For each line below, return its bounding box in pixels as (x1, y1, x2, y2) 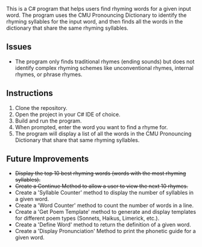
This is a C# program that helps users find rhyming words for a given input (6, 5, 191, 12)
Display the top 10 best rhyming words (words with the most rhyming (14, 170, 186, 177)
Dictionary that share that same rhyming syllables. (14, 136, 140, 144)
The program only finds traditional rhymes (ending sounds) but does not (14, 57, 195, 65)
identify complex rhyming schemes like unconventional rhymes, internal (14, 64, 194, 71)
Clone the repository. (14, 104, 68, 111)
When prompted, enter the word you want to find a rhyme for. (14, 123, 168, 130)
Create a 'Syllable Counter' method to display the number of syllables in (14, 189, 194, 196)
